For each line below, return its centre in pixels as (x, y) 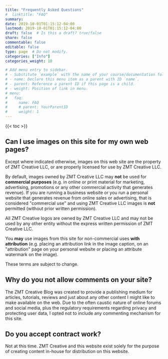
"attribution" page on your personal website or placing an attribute (74, 249)
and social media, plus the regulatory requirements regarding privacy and (81, 307)
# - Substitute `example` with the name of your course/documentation (80, 75)
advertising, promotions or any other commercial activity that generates (79, 187)
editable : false (22, 47)
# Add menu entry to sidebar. (37, 70)
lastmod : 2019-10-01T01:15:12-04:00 (43, 28)
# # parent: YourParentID (37, 107)
